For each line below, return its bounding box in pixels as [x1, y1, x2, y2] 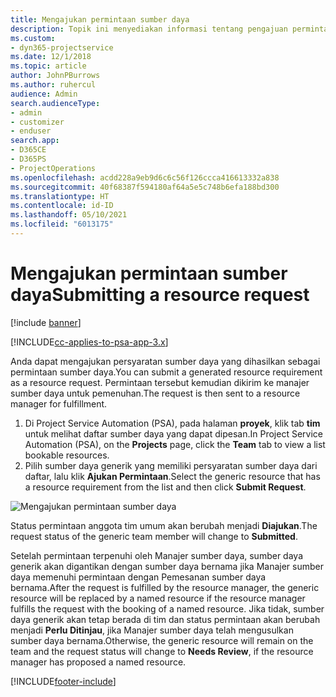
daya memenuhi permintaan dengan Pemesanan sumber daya [10, 571, 267, 583]
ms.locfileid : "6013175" [10, 219, 114, 230]
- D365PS [10, 154, 47, 164]
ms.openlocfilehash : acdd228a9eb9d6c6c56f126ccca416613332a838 [10, 172, 280, 183]
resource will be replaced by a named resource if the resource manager [10, 592, 306, 604]
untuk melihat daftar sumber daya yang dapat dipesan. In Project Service [24, 427, 323, 440]
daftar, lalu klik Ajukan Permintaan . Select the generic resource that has [24, 470, 321, 482]
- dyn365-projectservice [10, 42, 114, 53]
